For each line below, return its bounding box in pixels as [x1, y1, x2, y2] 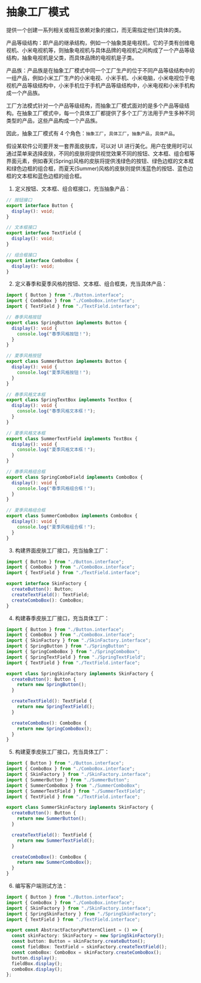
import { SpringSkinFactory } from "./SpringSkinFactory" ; [6, 911, 157, 917]
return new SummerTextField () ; [17, 838, 95, 844]
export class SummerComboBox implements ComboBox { [6, 513, 138, 519]
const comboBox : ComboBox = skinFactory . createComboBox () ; [11, 949, 162, 955]
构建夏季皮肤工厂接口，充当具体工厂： [14, 748, 109, 756]
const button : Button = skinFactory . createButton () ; [11, 938, 146, 945]
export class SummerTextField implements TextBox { [6, 435, 138, 442]
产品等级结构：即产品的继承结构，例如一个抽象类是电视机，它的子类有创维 [6, 39, 190, 46]
